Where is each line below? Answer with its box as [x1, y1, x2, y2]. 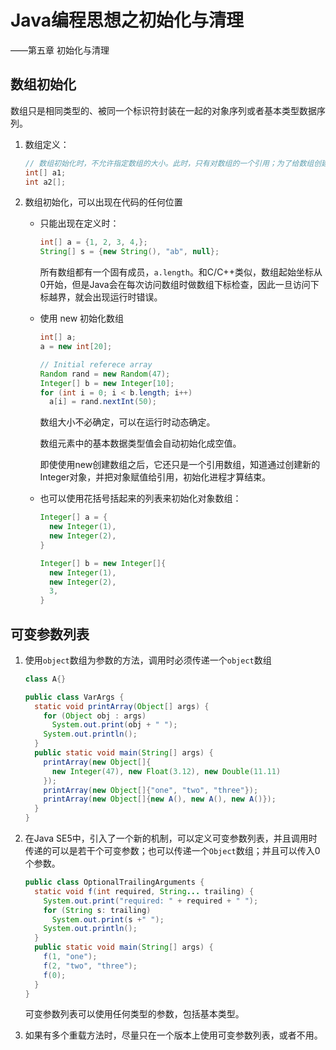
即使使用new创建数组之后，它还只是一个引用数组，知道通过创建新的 [39, 459, 321, 471]
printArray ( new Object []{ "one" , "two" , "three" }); [43, 785, 259, 795]
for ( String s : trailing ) [43, 905, 152, 915]
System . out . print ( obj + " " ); [51, 720, 178, 730]
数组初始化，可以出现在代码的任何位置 [24, 196, 183, 208]
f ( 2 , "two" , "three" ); [43, 961, 138, 971]
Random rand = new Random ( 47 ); [39, 369, 171, 379]
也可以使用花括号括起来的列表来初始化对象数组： [39, 492, 242, 505]
